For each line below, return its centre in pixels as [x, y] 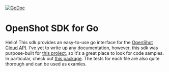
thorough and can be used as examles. [46, 64]
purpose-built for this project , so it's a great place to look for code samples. [85, 53]
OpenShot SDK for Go [52, 28]
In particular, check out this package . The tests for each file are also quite [82, 58]
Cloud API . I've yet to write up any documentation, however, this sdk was [82, 48]
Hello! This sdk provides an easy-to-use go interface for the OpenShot [79, 42]
